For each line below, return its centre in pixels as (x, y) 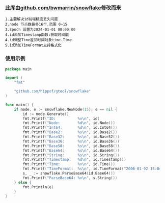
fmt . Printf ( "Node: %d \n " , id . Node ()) (69, 123)
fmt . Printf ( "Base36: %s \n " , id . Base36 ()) (71, 141)
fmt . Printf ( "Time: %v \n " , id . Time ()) (69, 164)
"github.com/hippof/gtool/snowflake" (53, 91)
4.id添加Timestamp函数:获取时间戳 (37, 35)
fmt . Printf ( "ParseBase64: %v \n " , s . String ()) (70, 178)
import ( (14, 78)
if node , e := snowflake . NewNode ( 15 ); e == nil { (66, 109)
